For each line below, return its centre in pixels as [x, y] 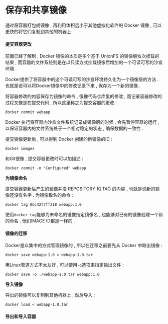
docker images [20, 149]
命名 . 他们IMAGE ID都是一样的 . [42, 221]
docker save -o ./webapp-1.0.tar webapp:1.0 [52, 275]
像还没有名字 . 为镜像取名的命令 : [39, 195]
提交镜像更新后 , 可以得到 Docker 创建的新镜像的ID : [59, 139]
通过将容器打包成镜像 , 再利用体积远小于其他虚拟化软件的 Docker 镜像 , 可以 [83, 25]
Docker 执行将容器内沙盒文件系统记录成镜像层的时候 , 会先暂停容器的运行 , [82, 122]
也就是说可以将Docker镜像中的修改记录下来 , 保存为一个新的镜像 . [73, 86]
